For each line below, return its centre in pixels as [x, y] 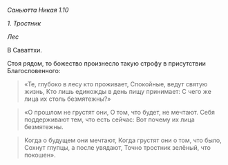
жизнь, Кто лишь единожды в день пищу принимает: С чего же [118, 91]
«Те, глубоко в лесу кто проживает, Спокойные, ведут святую [116, 84]
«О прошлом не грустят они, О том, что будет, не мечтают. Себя [120, 112]
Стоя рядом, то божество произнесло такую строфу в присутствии [106, 64]
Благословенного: [34, 71]
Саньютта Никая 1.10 [38, 10]
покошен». [40, 155]
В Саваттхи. [25, 50]
